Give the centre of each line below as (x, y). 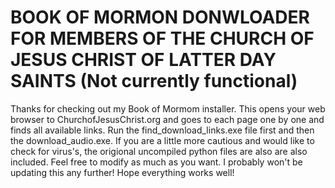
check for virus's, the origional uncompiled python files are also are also (159, 151)
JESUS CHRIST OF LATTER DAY (143, 60)
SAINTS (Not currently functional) (154, 81)
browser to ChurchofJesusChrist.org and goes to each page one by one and (167, 119)
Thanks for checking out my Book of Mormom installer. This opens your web (168, 108)
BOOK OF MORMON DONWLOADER (160, 17)
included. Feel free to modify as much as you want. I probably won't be (156, 162)
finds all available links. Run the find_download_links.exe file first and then (162, 130)
